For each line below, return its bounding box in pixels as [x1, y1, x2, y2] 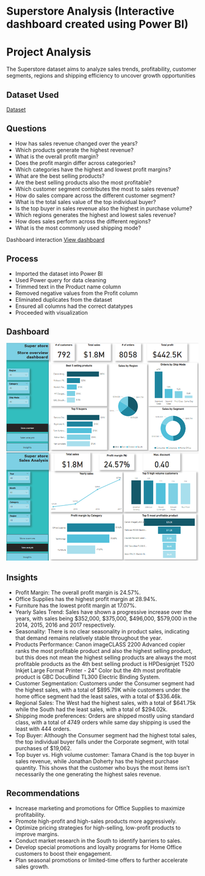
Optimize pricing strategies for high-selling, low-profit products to [15, 823, 181, 831]
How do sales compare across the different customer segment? [15, 191, 176, 199]
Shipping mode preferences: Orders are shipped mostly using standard [15, 712, 194, 719]
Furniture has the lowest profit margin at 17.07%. [15, 602, 137, 609]
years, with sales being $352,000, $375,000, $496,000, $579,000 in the [15, 615, 197, 622]
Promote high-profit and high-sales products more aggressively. [15, 817, 177, 825]
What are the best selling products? [15, 172, 105, 180]
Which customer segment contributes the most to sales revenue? [15, 185, 179, 192]
